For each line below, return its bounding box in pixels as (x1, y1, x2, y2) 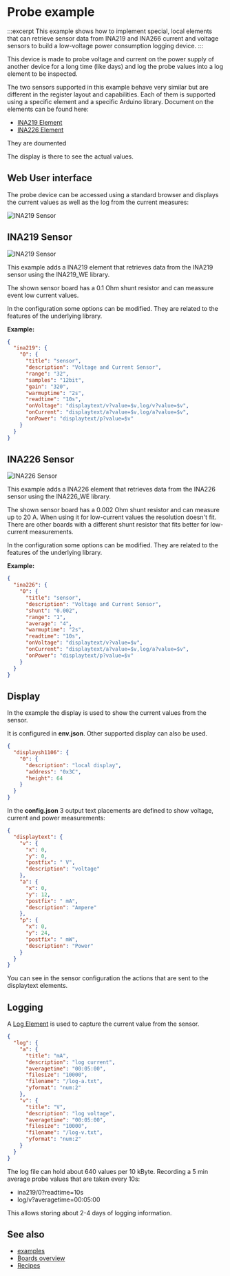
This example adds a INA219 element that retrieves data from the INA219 (7, 263, 213, 271)
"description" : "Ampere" (25, 904, 97, 911)
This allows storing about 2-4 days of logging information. (7, 1208, 172, 1217)
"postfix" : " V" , (25, 859, 76, 866)
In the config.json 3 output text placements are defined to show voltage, (7, 807, 213, 815)
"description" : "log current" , (25, 1059, 116, 1066)
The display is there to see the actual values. (7, 152, 134, 161)
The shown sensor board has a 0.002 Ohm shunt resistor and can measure (7, 506, 220, 514)
